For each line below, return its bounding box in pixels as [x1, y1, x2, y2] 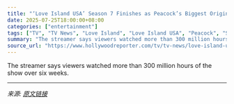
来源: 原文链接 [7, 89, 47, 98]
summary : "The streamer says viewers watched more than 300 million [7, 36, 210, 43]
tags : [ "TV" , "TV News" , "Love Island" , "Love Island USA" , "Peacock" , [7, 29, 219, 37]
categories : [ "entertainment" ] [7, 23, 98, 30]
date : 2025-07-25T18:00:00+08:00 [7, 17, 104, 24]
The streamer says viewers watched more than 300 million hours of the [7, 62, 212, 69]
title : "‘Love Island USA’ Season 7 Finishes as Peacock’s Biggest [7, 10, 208, 17]
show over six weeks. [7, 69, 70, 77]
